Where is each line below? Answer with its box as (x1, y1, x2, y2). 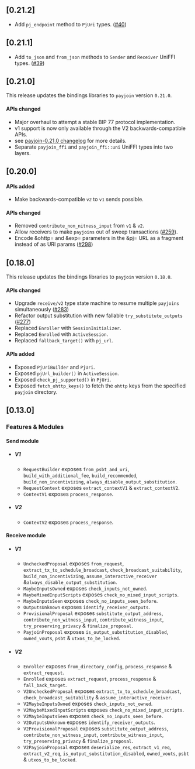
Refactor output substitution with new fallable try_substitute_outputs (14, 312, 183, 319)
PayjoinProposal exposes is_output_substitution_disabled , (23, 629, 169, 636)
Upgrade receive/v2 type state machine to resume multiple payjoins (14, 300, 180, 307)
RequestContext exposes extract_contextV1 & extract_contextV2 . (23, 484, 180, 491)
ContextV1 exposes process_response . (23, 490, 114, 497)
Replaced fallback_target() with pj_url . (14, 337, 114, 344)
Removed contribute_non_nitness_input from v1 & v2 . (14, 222, 145, 229)
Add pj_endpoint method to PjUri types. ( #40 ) (14, 20, 127, 28)
